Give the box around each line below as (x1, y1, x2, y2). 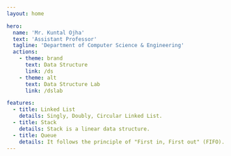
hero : (6, 22, 22, 30)
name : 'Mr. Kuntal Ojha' (13, 29, 85, 36)
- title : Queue (13, 132, 57, 139)
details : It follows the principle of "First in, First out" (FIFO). (19, 138, 225, 146)
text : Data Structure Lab (24, 80, 100, 87)
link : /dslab (24, 87, 63, 94)
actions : (13, 49, 38, 55)
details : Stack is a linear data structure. (19, 125, 150, 132)
